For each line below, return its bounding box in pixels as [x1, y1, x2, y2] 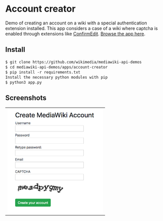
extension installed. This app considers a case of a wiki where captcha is [5, 25, 158, 31]
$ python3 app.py [5, 80, 42, 85]
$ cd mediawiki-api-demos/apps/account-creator [5, 65, 108, 70]
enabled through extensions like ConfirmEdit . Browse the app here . [5, 30, 146, 37]
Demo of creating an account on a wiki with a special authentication [5, 20, 147, 26]
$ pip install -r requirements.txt [5, 70, 81, 75]
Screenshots [5, 93, 47, 102]
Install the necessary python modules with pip [5, 75, 108, 80]
